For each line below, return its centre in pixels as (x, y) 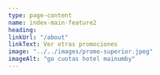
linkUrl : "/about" (38, 37)
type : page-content (40, 15)
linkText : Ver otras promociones (63, 45)
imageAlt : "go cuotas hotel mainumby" (72, 59)
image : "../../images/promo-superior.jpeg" (81, 52)
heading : (22, 30)
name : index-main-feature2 (52, 23)
